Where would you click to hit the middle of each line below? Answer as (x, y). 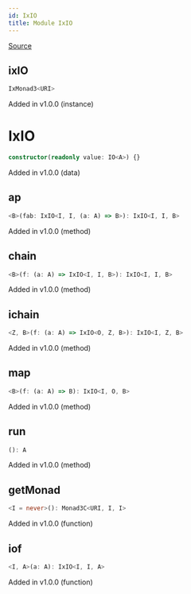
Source (20, 45)
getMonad (35, 490)
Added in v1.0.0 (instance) (51, 104)
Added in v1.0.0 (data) (45, 173)
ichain (24, 314)
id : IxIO (23, 16)
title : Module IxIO (41, 23)
